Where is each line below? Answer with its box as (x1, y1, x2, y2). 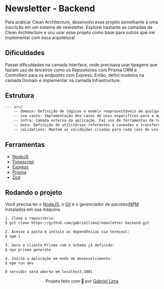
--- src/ (5, 104, 23, 109)
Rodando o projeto (5, 188, 62, 197)
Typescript (12, 159, 34, 165)
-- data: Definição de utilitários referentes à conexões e (14, 123, 139, 127)
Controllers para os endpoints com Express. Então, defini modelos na (5, 72, 144, 78)
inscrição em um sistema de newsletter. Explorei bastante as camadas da (5, 24, 153, 30)
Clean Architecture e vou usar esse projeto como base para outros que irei (5, 29, 155, 35)
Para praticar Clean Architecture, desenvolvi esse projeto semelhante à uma (5, 19, 158, 25)
